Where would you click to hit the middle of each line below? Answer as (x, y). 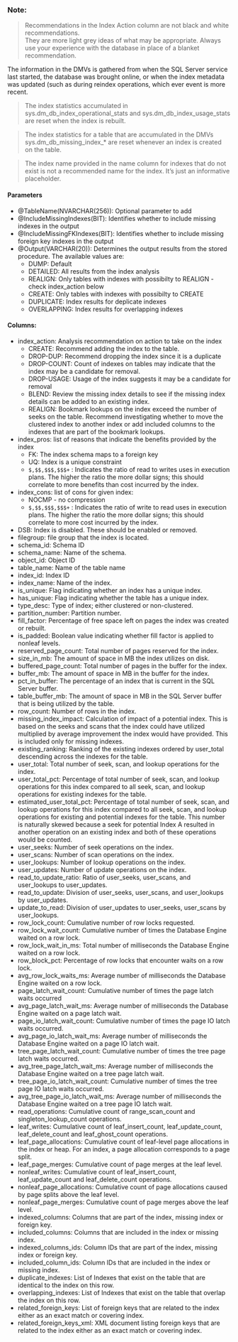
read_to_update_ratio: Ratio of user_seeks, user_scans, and (104, 877)
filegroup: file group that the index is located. (83, 537)
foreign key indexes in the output (66, 241)
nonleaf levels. (39, 643)
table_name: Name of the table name (72, 567)
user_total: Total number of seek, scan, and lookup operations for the (118, 764)
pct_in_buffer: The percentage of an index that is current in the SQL (116, 681)
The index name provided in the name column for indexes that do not (125, 163)
